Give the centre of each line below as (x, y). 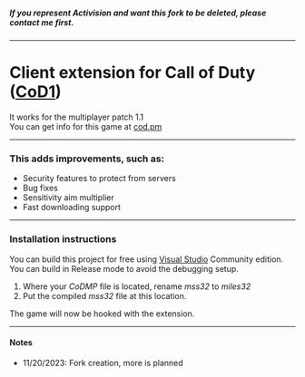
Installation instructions (63, 239)
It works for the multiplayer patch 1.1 (77, 117)
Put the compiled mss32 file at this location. (104, 295)
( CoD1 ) (35, 92)
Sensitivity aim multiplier (69, 198)
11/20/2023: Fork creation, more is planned (103, 362)
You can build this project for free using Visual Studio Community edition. (147, 259)
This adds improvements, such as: (87, 159)
